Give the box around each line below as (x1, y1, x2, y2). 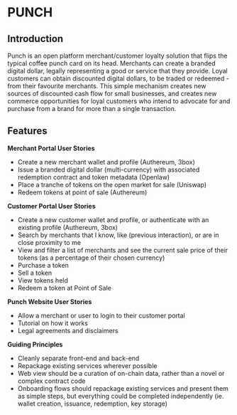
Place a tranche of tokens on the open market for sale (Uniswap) (17, 180, 207, 189)
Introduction (7, 33, 64, 45)
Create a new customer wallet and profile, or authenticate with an (17, 215, 209, 224)
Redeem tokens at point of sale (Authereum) (17, 188, 148, 196)
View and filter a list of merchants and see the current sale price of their (17, 246, 228, 254)
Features (7, 125, 48, 137)
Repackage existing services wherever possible (17, 361, 158, 370)
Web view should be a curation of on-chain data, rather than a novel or (17, 369, 225, 377)
